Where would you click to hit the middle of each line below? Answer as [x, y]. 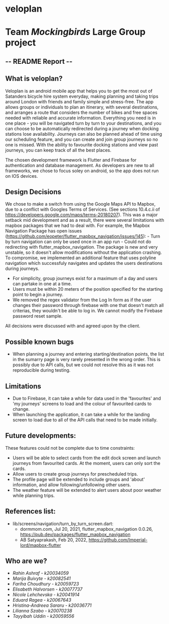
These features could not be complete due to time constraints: [70, 448]
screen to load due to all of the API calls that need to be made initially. [85, 420]
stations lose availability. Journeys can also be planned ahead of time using [84, 134]
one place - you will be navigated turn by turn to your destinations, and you [83, 123]
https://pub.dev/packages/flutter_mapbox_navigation [75, 534]
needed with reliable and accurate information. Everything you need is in [81, 118]
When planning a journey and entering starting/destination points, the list [88, 354]
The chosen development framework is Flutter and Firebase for [71, 160]
